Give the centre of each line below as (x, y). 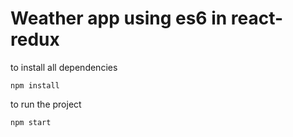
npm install (35, 85)
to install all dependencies (64, 67)
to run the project (46, 104)
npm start (31, 122)
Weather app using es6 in (119, 18)
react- (257, 18)
